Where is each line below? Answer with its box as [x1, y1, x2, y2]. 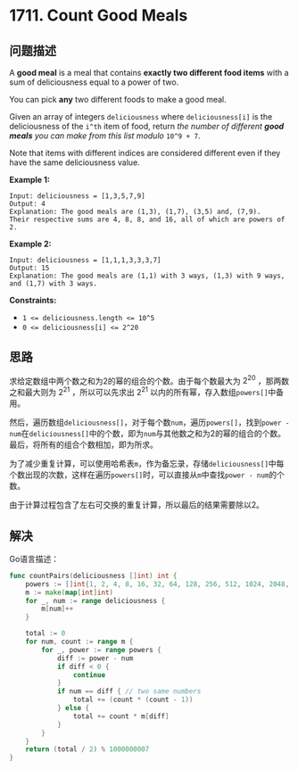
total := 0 [25, 629, 66, 638]
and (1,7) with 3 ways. [9, 279, 98, 288]
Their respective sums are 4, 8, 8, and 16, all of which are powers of [9, 215, 286, 224]
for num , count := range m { [25, 637, 134, 647]
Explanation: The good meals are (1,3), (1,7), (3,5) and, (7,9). [9, 207, 261, 216]
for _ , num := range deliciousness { [25, 596, 166, 605]
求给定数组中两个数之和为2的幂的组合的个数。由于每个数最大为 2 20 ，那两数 [9, 374, 290, 386]
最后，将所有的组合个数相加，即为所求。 [9, 439, 158, 451]
